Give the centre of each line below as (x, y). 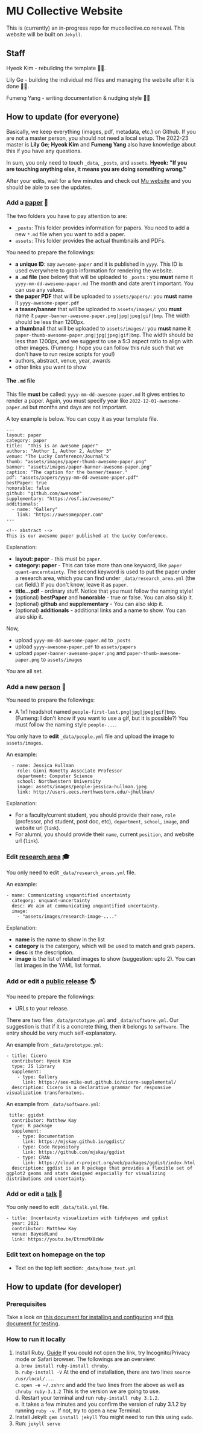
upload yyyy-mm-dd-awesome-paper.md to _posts (73, 641)
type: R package (32, 1125)
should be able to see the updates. (49, 187)
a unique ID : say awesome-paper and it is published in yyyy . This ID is (99, 264)
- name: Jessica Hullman (43, 766)
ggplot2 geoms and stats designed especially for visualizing (86, 1173)
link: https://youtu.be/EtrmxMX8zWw (58, 1239)
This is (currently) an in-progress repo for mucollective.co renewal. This (96, 28)
